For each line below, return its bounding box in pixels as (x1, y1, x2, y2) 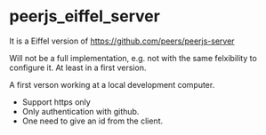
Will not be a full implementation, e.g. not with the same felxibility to (9, 52, 258, 63)
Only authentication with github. (21, 106, 140, 116)
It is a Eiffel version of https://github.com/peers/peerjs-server (9, 36, 235, 46)
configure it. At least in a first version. (9, 62, 147, 73)
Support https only (21, 96, 91, 107)
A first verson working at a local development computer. (9, 79, 215, 90)
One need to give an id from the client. (21, 115, 163, 126)
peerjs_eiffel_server (9, 6, 160, 27)
